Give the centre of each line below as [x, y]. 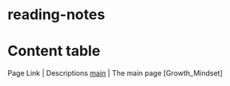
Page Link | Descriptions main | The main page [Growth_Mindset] [115, 73]
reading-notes [56, 15]
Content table [54, 51]
